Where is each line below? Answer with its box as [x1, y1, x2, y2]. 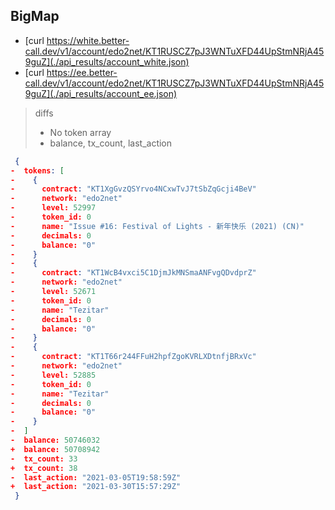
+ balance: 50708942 [10, 444, 101, 454]
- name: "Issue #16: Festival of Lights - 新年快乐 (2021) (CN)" [10, 221, 305, 231]
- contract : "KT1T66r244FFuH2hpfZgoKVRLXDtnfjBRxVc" [10, 352, 257, 362]
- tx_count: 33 [10, 454, 78, 464]
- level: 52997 [10, 203, 97, 213]
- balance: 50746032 [10, 435, 101, 446]
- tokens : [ [10, 165, 65, 176]
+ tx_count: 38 [10, 463, 78, 473]
